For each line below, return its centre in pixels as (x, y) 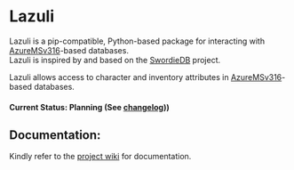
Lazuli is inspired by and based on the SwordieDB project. (115, 60)
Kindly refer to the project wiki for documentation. (100, 157)
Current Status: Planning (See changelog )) (90, 107)
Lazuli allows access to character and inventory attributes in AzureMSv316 (146, 77)
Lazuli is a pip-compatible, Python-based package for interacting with (137, 41)
